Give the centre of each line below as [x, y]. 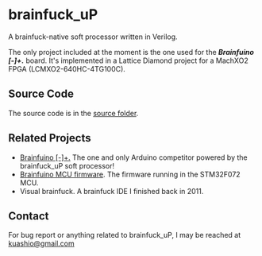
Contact [29, 216]
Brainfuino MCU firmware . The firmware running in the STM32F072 [130, 174]
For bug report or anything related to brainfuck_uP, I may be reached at [125, 235]
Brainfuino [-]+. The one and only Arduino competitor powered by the [133, 157]
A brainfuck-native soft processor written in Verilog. [93, 37]
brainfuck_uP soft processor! [67, 165]
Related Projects [50, 138]
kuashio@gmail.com [41, 243]
